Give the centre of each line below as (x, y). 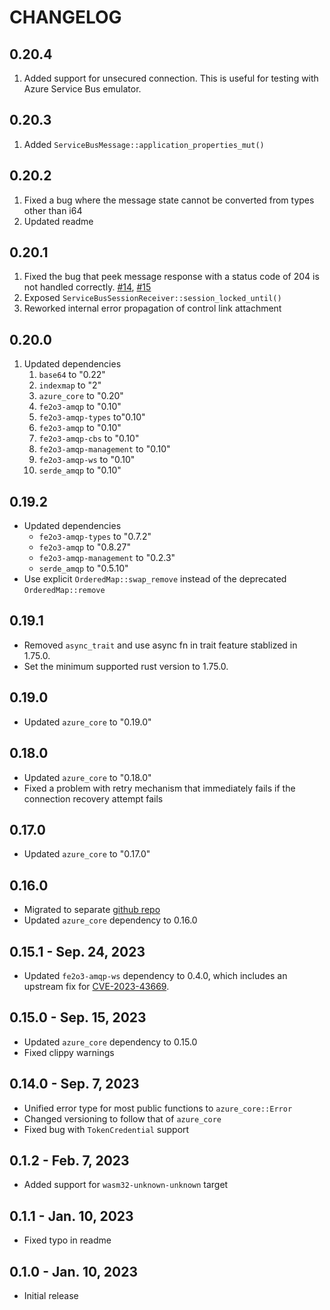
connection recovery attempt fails (93, 798)
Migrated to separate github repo (92, 910)
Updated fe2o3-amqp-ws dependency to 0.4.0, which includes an (155, 975)
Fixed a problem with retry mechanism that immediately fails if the (159, 788)
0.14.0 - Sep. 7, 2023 (74, 1084)
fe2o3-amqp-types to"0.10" (92, 417)
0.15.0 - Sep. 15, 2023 (78, 1017)
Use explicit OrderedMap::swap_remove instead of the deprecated (155, 579)
